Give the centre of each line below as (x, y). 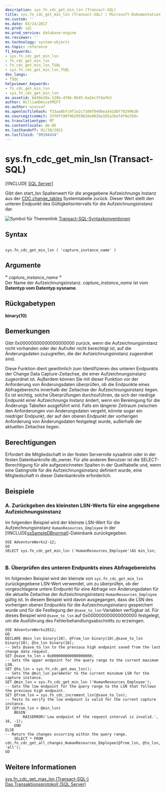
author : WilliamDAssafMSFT (33, 102)
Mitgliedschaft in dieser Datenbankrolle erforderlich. (58, 476)
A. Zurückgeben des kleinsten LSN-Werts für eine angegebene (83, 505)
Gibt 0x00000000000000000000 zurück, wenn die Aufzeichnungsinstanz (81, 343)
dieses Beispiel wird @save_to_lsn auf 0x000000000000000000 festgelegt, (83, 615)
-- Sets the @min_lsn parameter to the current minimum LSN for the (77, 674)
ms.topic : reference (27, 47)
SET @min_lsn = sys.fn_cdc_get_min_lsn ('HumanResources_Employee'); (79, 682)
